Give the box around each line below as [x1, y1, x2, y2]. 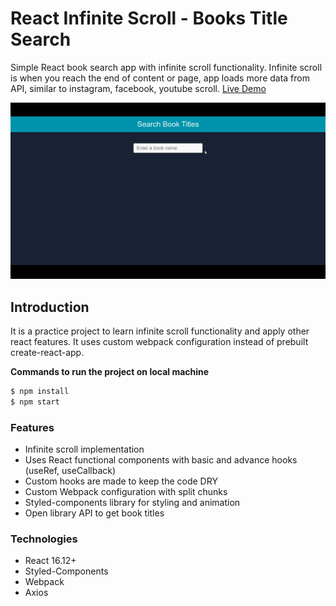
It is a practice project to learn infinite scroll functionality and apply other [10, 325, 310, 337]
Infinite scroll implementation [24, 443, 145, 456]
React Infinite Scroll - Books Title [10, 7, 288, 30]
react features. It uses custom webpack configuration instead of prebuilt [10, 335, 309, 347]
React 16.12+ [24, 555, 77, 567]
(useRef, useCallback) [24, 465, 117, 477]
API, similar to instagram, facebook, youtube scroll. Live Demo [10, 82, 267, 94]
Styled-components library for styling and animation [24, 497, 241, 509]
